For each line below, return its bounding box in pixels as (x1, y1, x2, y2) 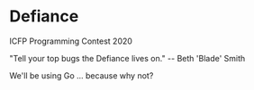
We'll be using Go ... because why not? (9, 70, 154, 81)
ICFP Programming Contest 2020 (9, 36, 133, 46)
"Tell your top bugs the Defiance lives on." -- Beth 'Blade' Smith (9, 53, 246, 63)
